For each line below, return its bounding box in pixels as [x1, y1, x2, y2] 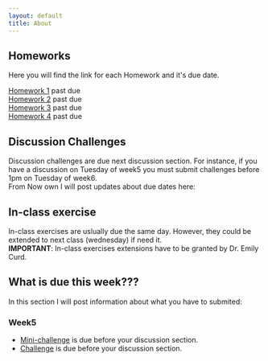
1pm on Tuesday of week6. [8, 174, 97, 183]
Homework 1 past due [8, 86, 80, 96]
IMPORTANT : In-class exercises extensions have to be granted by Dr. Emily [8, 243, 259, 253]
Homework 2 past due [8, 94, 82, 105]
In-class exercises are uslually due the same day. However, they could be [8, 226, 252, 236]
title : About [8, 19, 52, 27]
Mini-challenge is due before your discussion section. [19, 335, 199, 345]
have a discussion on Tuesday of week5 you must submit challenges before [8, 165, 260, 174]
